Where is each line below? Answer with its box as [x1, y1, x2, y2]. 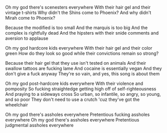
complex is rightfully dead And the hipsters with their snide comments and [5, 30, 159, 36]
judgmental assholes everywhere [5, 122, 74, 128]
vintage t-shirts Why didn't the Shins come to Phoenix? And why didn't [5, 10, 151, 16]
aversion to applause [5, 35, 49, 41]
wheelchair [5, 102, 29, 107]
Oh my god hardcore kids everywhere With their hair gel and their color [5, 45, 152, 51]
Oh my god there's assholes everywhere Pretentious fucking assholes [5, 111, 150, 117]
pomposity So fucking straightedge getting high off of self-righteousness [5, 86, 156, 92]
